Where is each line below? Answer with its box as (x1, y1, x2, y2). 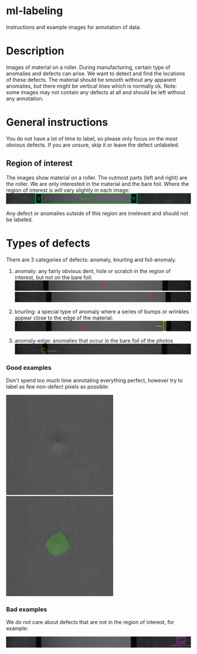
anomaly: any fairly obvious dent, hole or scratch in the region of (14, 268, 171, 275)
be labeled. (6, 216, 33, 223)
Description (6, 44, 64, 58)
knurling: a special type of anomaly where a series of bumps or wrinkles (14, 308, 189, 316)
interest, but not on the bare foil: (14, 274, 93, 281)
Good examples (6, 363, 52, 371)
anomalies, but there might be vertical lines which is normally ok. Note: (6, 82, 177, 89)
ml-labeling (6, 4, 63, 18)
